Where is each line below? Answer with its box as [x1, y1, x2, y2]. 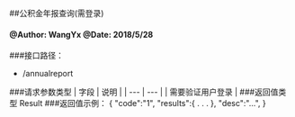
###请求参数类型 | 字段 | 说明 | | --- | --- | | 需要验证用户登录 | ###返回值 [9, 86, 279, 97]
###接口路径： [9, 50, 65, 61]
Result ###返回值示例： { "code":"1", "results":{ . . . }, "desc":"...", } [19, 98, 267, 109]
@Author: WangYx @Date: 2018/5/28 [9, 29, 154, 40]
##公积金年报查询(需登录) [9, 8, 104, 18]
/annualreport [22, 68, 74, 79]
